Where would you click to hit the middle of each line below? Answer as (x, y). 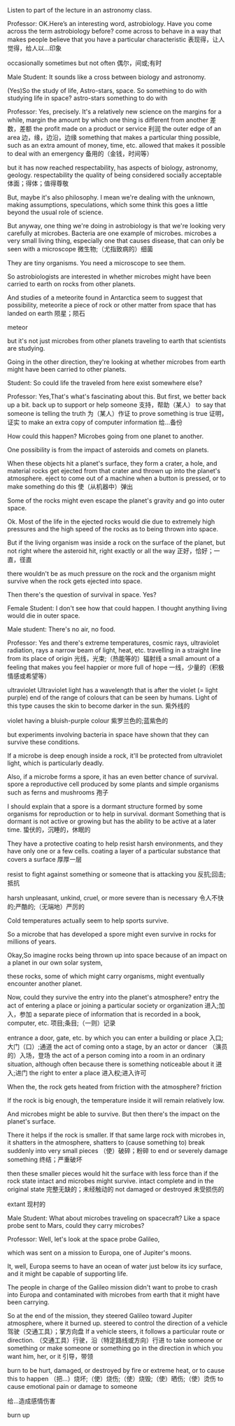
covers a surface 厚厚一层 (45, 859)
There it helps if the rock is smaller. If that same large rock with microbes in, (116, 1135)
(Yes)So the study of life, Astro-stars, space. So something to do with (107, 91)
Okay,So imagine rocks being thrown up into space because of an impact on (117, 955)
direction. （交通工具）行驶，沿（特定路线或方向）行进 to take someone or (115, 1340)
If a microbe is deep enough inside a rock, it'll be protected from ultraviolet (115, 756)
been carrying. (29, 1302)
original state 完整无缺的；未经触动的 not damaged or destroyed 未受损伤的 (116, 1189)
